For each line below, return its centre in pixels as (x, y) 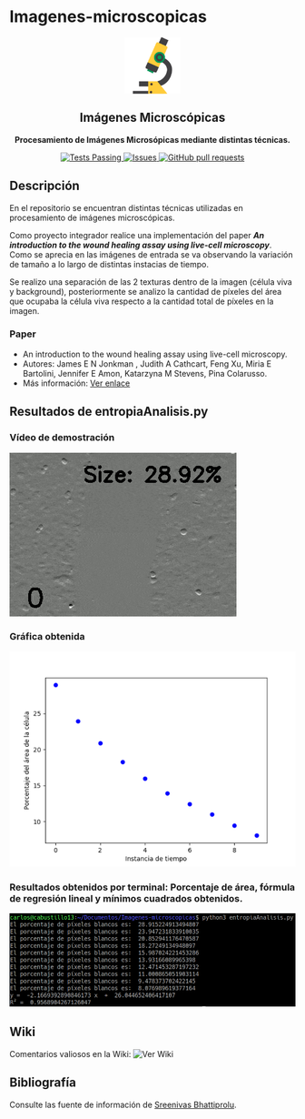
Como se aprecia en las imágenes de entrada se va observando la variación (151, 254)
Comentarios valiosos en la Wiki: (70, 1053)
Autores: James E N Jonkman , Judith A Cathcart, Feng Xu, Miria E (147, 363)
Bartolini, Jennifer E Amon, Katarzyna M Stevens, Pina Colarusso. (145, 373)
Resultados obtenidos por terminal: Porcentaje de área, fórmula (152, 887)
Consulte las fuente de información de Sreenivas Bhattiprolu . (123, 1104)
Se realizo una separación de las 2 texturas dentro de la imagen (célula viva (151, 282)
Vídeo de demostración (62, 438)
